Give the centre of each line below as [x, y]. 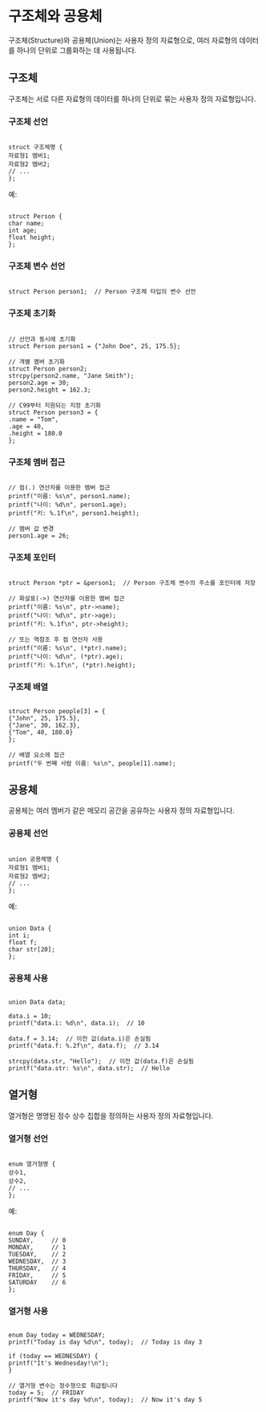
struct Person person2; [48, 369]
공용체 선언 [28, 834]
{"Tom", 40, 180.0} [41, 732]
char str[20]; [32, 949]
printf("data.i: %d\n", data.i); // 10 [77, 1023]
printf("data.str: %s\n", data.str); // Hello [89, 1068]
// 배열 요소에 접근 [37, 755]
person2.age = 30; [39, 383]
